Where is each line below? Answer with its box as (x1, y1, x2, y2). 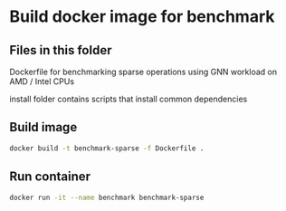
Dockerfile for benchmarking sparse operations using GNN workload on (9, 66, 278, 77)
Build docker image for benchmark (9, 6, 275, 27)
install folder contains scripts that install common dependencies (9, 93, 248, 104)
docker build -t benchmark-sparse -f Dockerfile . (9, 143, 205, 153)
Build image (9, 120, 78, 135)
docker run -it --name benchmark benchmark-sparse (9, 193, 205, 202)
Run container (9, 169, 91, 185)
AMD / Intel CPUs (9, 76, 75, 87)
